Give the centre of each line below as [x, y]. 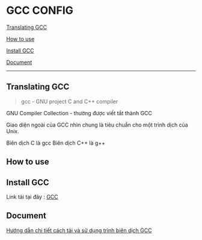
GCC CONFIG [40, 11]
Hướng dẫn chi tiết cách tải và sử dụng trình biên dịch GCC [79, 230]
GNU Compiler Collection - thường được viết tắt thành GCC [79, 113]
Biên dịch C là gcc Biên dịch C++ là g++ [56, 143]
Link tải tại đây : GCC [32, 197]
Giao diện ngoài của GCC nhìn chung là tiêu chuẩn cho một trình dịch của [97, 125]
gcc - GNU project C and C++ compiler [69, 101]
